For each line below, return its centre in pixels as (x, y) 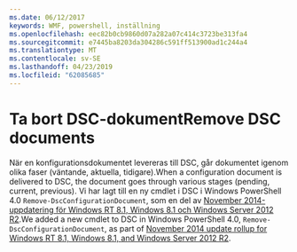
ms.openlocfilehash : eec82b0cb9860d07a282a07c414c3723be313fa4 (129, 34)
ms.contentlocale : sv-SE (55, 59)
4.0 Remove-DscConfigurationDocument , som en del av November (125, 200)
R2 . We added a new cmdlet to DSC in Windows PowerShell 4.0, (125, 219)
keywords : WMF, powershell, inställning (85, 26)
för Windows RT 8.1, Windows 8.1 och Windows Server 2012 (165, 209)
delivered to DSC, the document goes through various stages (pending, (140, 181)
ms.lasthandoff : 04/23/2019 (61, 67)
